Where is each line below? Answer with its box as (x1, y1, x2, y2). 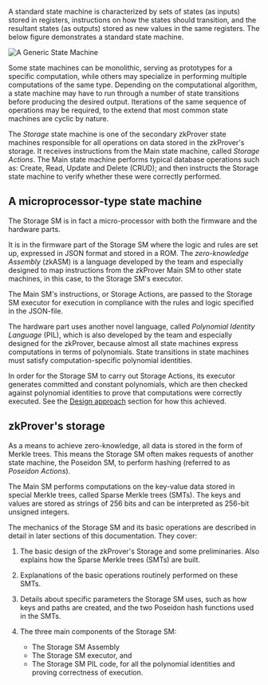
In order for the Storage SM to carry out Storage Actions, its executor (8, 371, 235, 380)
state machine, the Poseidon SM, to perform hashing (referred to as (8, 458, 231, 467)
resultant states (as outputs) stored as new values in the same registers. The (8, 24, 260, 33)
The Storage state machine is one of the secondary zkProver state (8, 129, 227, 139)
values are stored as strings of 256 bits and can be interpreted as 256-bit (8, 498, 250, 508)
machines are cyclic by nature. (8, 114, 109, 123)
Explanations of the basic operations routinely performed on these (19, 570, 238, 580)
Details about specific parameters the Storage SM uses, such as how (19, 594, 247, 604)
